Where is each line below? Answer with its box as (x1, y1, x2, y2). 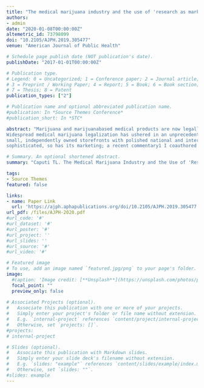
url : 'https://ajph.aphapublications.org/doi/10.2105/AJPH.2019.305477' (12, 204, 200, 210)
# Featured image (6, 260, 50, 266)
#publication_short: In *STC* (6, 115, 83, 121)
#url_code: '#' (6, 215, 45, 221)
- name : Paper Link (6, 198, 56, 204)
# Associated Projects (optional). (6, 299, 97, 306)
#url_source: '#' (6, 243, 50, 249)
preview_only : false (12, 288, 64, 294)
